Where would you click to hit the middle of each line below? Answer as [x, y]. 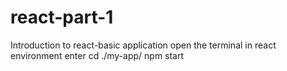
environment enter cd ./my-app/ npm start [97, 55]
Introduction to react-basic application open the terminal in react [143, 45]
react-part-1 [62, 17]
